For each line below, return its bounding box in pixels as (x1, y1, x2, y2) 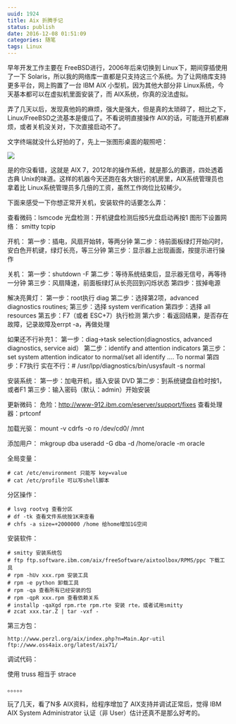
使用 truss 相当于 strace (7, 670, 76, 678)
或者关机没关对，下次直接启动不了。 (19, 123, 125, 131)
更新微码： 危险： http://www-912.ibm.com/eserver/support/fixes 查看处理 (7, 400, 223, 409)
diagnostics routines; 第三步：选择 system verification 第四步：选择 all (7, 303, 211, 310)
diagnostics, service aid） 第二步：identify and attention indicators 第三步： (7, 344, 228, 352)
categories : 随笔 (7, 37, 56, 44)
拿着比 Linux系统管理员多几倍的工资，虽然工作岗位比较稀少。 (7, 183, 185, 191)
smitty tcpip (20, 222, 56, 230)
